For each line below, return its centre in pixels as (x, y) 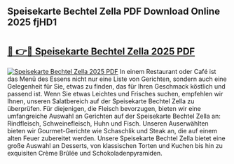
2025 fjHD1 (32, 23)
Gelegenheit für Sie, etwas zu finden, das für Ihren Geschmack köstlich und (116, 86)
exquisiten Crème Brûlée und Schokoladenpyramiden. (85, 153)
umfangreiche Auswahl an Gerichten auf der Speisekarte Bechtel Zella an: (114, 116)
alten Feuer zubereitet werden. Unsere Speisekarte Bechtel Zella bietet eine (116, 138)
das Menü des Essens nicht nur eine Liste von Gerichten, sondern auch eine (117, 79)
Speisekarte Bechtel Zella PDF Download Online (114, 12)
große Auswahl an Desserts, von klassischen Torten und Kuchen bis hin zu (115, 146)
